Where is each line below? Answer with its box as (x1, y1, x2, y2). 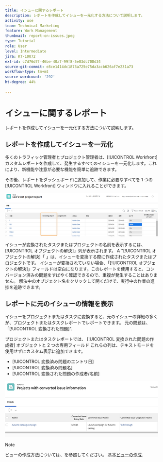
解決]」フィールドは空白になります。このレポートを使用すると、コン (17, 266, 155, 272)
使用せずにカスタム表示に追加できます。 (5, 348, 86, 354)
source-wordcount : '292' (5, 74, 55, 80)
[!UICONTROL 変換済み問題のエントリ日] (12, 359, 94, 364)
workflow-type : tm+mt (5, 69, 49, 74)
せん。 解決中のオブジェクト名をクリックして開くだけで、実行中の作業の (5, 278, 150, 284)
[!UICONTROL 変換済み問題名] (12, 364, 73, 370)
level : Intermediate (5, 49, 47, 53)
